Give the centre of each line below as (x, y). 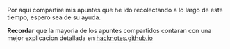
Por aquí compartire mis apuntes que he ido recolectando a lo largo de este (115, 10)
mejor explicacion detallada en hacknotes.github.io (80, 38)
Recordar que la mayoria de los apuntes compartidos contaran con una (109, 31)
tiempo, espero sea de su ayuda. (54, 17)
